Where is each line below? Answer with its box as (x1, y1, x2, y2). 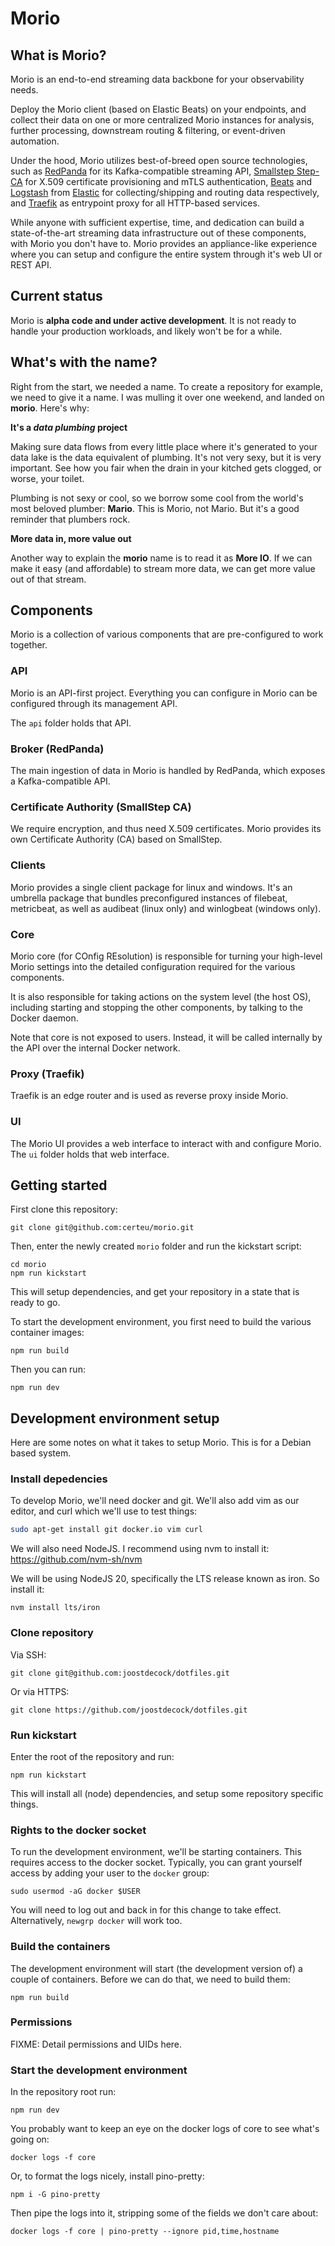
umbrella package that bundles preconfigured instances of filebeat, (10, 892, 288, 904)
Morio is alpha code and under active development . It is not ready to (10, 314, 297, 326)
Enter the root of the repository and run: (10, 1750, 175, 1762)
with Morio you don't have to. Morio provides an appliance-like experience (10, 238, 318, 249)
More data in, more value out (10, 532, 132, 544)
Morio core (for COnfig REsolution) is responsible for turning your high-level (10, 950, 323, 962)
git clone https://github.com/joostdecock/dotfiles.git (10, 1705, 248, 1715)
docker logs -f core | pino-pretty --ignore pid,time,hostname (10, 2227, 280, 2237)
